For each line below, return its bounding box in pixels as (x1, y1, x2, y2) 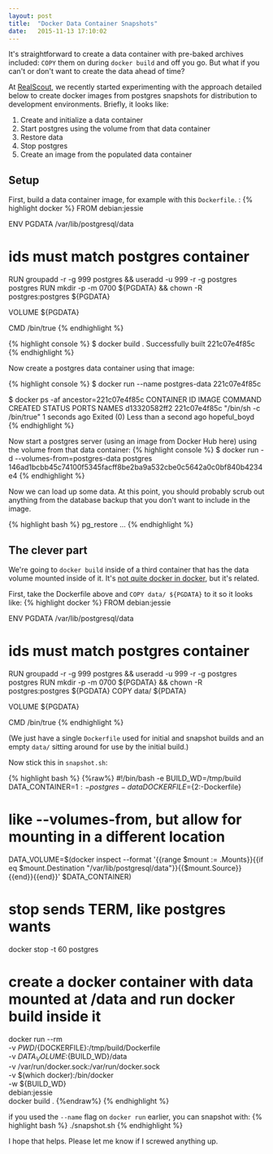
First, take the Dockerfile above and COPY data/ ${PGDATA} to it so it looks (8, 589, 253, 599)
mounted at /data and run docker (8, 990, 236, 1008)
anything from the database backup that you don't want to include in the (8, 495, 250, 505)
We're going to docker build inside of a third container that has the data (8, 564, 249, 574)
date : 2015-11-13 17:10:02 (8, 27, 107, 35)
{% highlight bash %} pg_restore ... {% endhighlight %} (8, 520, 193, 529)
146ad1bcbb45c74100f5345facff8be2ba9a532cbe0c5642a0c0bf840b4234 (8, 462, 263, 472)
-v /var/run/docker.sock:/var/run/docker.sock (8, 1061, 160, 1072)
